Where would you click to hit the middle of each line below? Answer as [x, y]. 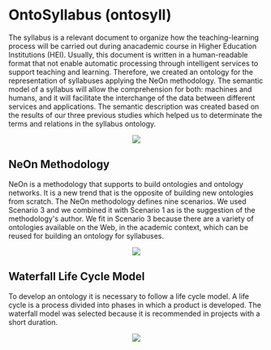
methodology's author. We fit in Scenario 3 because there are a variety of [131, 218]
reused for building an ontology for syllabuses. [86, 235]
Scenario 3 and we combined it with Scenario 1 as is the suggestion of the [132, 210]
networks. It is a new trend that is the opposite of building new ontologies [131, 192]
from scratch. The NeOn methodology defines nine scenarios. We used [127, 201]
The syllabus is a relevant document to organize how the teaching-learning [134, 37]
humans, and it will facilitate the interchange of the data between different [132, 97]
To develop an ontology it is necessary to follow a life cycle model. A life [129, 296]
